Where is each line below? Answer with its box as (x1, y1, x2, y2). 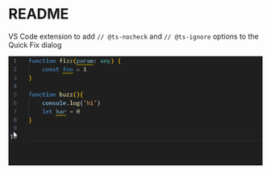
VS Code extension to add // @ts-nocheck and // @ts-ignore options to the (8, 31, 260, 41)
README (8, 5, 69, 23)
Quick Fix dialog (8, 39, 62, 49)
